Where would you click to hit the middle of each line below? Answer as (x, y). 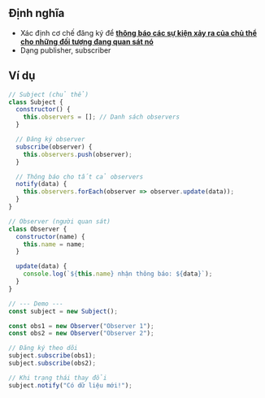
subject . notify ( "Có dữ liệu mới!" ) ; (70, 385)
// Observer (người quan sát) (60, 221)
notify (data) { (41, 184)
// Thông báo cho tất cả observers (80, 177)
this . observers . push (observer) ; (78, 154)
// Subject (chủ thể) (49, 94)
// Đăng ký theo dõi (43, 348)
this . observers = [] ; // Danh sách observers (102, 117)
